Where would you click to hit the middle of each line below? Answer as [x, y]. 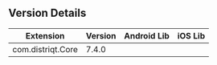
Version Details [47, 13]
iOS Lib [191, 35]
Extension [45, 35]
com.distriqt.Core [45, 49]
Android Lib [147, 35]
